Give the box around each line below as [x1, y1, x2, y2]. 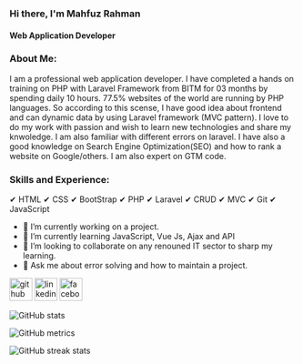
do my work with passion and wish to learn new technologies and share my [9, 121, 292, 132]
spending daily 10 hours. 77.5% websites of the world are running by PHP [9, 92, 285, 103]
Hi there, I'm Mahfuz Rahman [9, 7, 141, 20]
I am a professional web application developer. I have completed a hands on [9, 73, 294, 84]
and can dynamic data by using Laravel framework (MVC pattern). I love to [9, 112, 289, 123]
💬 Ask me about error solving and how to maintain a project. [22, 260, 248, 271]
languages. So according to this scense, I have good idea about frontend [9, 102, 282, 113]
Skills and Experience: [9, 173, 110, 186]
